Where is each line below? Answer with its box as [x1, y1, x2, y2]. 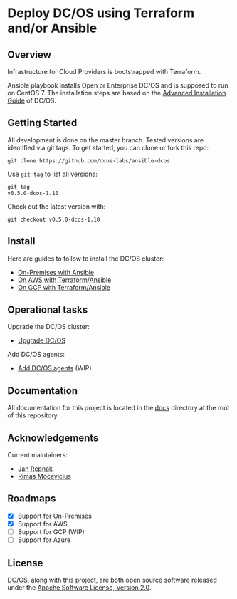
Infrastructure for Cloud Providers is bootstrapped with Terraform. [7, 68, 201, 75]
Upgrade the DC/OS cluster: [7, 323, 90, 331]
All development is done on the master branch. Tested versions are [7, 135, 204, 144]
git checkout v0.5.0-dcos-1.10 [7, 216, 100, 223]
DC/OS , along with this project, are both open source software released [7, 575, 217, 584]
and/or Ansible [7, 20, 98, 36]
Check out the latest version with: [7, 202, 106, 211]
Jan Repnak [17, 464, 53, 473]
